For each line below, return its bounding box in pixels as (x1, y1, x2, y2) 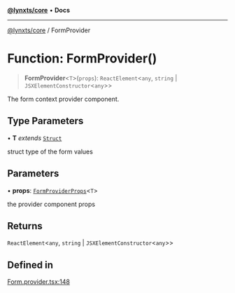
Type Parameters (7, 115, 84, 127)
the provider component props (7, 200, 96, 208)
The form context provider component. (7, 95, 120, 103)
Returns (7, 220, 43, 232)
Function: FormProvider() (7, 50, 157, 67)
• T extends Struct (7, 133, 62, 142)
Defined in (7, 259, 54, 271)
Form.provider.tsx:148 (7, 278, 70, 286)
